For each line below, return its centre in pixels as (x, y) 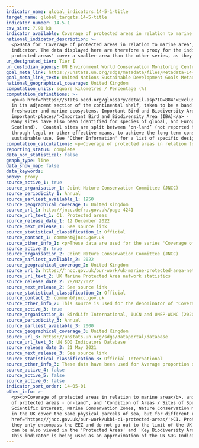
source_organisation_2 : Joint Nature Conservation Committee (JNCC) (92, 254)
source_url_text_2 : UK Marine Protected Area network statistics (88, 276)
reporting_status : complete (41, 149)
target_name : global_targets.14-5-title (57, 17)
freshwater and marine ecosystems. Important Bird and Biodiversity (98, 111)
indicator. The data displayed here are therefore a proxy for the (97, 50)
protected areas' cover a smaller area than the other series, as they (102, 56)
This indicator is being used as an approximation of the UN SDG (94, 436)
